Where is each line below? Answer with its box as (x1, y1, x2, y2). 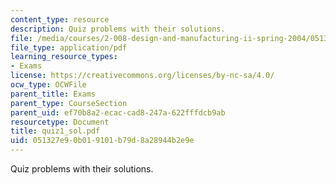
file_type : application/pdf (10, 42, 128, 53)
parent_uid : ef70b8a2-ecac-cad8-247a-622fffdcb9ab (10, 107, 226, 118)
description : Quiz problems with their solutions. (10, 24, 226, 34)
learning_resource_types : (10, 52, 118, 62)
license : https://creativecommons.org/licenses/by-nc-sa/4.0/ (10, 71, 275, 81)
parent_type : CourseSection (10, 98, 128, 108)
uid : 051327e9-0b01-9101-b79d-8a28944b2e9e (10, 136, 195, 146)
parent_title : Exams (10, 89, 97, 99)
